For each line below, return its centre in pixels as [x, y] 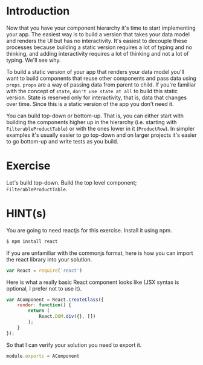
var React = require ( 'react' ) [44, 271]
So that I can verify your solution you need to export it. [74, 345]
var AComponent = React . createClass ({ [55, 300]
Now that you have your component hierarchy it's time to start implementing [101, 28]
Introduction [38, 11]
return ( [39, 311]
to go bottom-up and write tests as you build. [63, 141]
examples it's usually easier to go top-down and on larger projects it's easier [101, 135]
